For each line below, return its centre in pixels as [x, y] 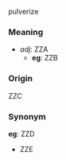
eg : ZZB [45, 58]
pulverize [23, 12]
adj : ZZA [34, 49]
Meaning [26, 32]
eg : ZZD [21, 134]
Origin [21, 79]
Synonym [27, 116]
